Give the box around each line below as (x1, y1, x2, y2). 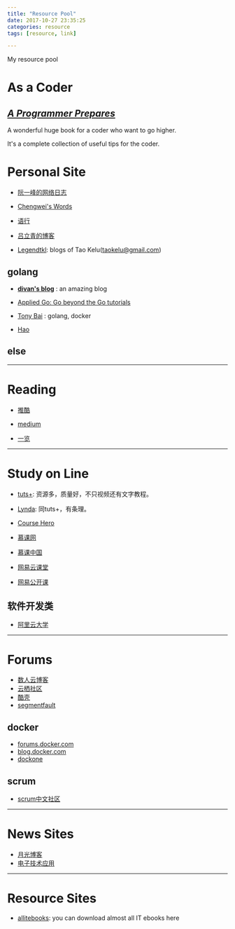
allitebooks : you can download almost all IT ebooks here (17, 914, 180, 922)
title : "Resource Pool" (7, 10, 77, 18)
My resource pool (7, 55, 58, 64)
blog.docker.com (17, 748, 66, 756)
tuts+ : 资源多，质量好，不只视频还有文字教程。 (17, 490, 152, 498)
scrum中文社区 (17, 794, 61, 803)
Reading (7, 382, 57, 397)
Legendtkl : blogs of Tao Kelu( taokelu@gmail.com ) (17, 246, 162, 254)
